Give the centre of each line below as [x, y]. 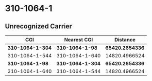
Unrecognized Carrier [39, 26]
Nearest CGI [78, 40]
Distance [125, 40]
